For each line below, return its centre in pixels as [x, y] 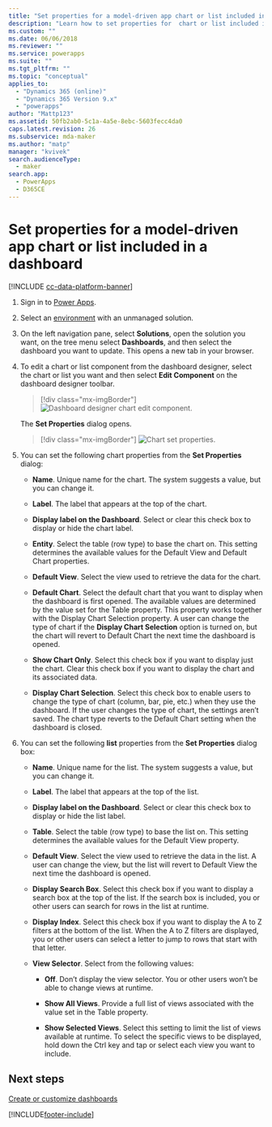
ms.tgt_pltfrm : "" [39, 69]
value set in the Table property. [96, 1012]
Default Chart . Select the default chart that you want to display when [147, 592]
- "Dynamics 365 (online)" [61, 91]
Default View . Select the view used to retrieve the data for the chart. [147, 576]
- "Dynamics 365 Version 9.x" [66, 99]
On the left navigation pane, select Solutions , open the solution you [133, 333]
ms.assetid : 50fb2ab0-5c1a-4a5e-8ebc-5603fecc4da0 [96, 122]
